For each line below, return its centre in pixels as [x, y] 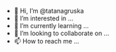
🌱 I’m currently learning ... [51, 26]
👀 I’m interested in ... [44, 18]
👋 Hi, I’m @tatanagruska [49, 11]
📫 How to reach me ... [46, 41]
